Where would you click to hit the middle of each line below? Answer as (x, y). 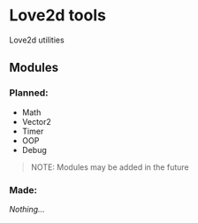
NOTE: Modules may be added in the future (110, 167)
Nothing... (27, 209)
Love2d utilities (37, 40)
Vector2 (36, 121)
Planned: (29, 93)
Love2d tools (57, 15)
